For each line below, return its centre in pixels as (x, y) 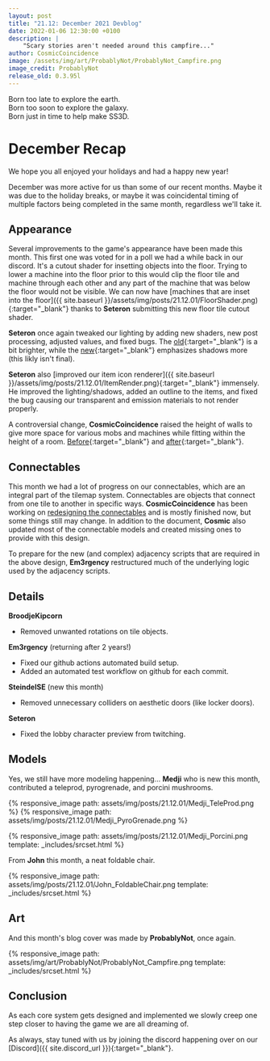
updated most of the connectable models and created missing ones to (125, 529)
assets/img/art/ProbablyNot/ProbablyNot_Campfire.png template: (117, 962)
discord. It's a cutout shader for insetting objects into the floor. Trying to (128, 266)
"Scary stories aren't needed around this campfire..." (119, 46)
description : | (34, 38)
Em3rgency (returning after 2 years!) (70, 647)
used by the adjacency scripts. (59, 571)
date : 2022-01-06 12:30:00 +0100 (64, 31)
